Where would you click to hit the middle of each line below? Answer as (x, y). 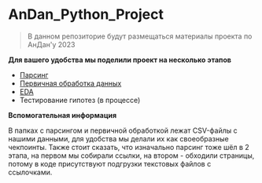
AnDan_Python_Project (86, 15)
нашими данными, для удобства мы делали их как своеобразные (119, 138)
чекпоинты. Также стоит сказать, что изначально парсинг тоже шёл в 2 (129, 147)
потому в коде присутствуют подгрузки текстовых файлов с (110, 163)
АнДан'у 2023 (51, 44)
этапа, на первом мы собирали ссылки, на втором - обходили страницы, (131, 156)
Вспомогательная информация (63, 115)
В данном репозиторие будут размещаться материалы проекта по (140, 36)
